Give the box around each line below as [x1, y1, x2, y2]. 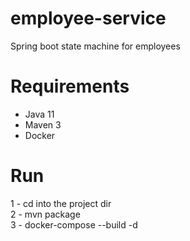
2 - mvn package [10, 208, 81, 220]
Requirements [10, 75, 130, 98]
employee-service [10, 7, 167, 30]
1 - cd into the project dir [10, 197, 112, 209]
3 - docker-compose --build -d [10, 218, 138, 231]
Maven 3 [24, 118, 62, 131]
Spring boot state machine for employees [10, 40, 181, 52]
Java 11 [24, 108, 55, 120]
